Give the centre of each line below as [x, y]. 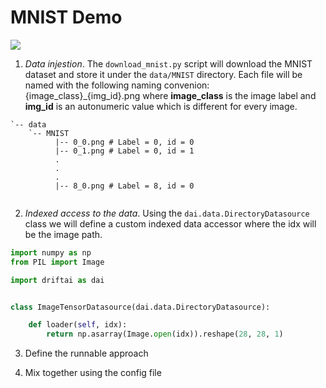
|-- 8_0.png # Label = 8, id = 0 [124, 186]
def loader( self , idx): [78, 325]
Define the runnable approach [86, 353]
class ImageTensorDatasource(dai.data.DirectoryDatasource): [140, 307]
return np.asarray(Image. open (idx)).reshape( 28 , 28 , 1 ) [165, 334]
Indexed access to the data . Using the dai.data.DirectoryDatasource [167, 213]
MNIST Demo [66, 17]
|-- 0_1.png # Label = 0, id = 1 [124, 151]
